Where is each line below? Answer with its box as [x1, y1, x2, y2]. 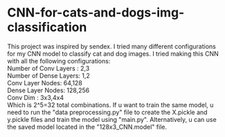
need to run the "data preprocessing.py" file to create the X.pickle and [7, 108, 208, 116]
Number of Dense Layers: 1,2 [7, 71, 90, 80]
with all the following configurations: [7, 56, 111, 65]
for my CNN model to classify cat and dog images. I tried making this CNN [7, 50, 219, 58]
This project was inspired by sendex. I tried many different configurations [7, 42, 216, 50]
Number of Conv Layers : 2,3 [7, 64, 90, 72]
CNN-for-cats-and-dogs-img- [7, 5, 185, 21]
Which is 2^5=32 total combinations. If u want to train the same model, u [7, 101, 214, 109]
